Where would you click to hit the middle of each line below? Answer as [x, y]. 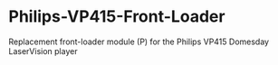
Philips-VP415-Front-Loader [117, 17]
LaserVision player [43, 51]
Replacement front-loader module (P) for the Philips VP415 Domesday [139, 42]
